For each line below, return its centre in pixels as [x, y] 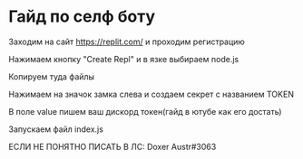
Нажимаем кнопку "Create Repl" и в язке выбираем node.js [124, 59]
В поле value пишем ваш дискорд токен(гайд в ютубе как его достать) [145, 111]
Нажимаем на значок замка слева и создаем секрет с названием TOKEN [151, 94]
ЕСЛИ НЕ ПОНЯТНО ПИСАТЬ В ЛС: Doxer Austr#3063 [112, 146]
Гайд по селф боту [82, 17]
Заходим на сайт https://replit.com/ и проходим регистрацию [127, 42]
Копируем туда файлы [52, 76]
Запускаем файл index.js [56, 129]
